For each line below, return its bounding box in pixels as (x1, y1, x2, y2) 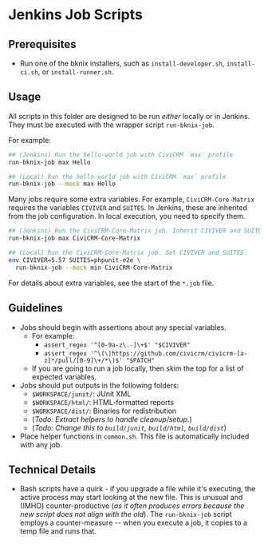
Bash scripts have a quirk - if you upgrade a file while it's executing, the (19, 484, 256, 494)
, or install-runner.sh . (37, 67, 114, 77)
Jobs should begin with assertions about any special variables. (19, 322, 227, 332)
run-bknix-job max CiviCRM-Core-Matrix (8, 234, 141, 243)
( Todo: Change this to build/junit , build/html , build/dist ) (31, 423, 227, 432)
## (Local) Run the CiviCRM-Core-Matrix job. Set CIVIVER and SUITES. (8, 249, 248, 257)
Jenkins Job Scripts (8, 6, 144, 24)
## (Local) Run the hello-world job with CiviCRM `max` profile (8, 173, 227, 181)
